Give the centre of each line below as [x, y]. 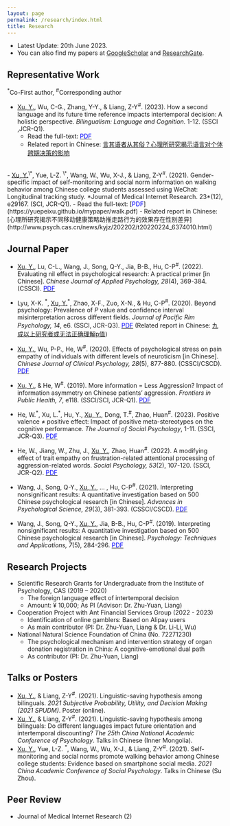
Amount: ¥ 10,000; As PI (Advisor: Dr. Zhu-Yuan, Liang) [105, 606]
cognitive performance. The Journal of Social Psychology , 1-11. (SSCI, [116, 429]
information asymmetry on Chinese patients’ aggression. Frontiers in [114, 393]
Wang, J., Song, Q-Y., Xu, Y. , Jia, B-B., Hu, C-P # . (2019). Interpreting [114, 523]
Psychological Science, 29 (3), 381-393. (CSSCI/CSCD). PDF [102, 509]
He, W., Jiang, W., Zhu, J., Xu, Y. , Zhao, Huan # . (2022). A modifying [112, 450]
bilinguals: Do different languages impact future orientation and [107, 726]
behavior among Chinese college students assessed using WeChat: [103, 190]
